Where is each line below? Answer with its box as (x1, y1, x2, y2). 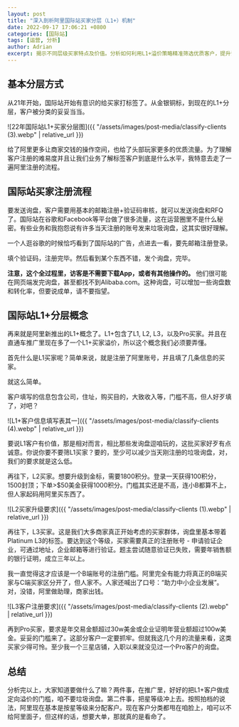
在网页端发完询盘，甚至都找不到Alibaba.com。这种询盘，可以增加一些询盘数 (7, 278, 231, 286)
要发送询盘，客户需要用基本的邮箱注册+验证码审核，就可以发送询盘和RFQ (7, 205, 224, 214)
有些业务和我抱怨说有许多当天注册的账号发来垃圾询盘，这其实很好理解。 (19, 223, 232, 232)
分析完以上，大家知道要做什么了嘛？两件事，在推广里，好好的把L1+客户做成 (7, 686, 230, 694)
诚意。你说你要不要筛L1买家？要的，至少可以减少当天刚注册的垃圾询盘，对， (7, 448, 231, 457)
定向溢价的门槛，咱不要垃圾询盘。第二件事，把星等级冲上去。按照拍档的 (7, 694, 219, 704)
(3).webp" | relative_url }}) (7, 130, 84, 139)
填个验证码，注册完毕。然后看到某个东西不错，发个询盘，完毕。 (7, 254, 194, 262)
